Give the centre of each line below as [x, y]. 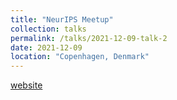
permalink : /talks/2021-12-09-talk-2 [89, 38]
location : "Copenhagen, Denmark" [80, 57]
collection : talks [48, 29]
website [26, 85]
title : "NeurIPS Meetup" [62, 19]
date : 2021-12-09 [46, 47]
